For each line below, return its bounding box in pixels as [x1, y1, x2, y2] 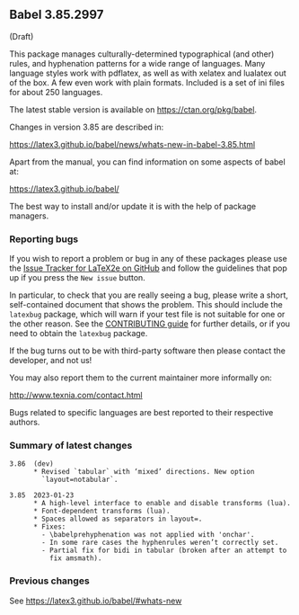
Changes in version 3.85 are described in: [9, 121, 164, 132]
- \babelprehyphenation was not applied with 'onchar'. [41, 530, 255, 539]
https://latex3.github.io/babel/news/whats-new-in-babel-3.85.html [9, 138, 256, 149]
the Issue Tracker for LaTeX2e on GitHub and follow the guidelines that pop [9, 263, 287, 273]
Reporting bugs [9, 233, 79, 245]
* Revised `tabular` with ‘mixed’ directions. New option [32, 468, 255, 477]
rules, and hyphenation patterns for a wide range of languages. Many [9, 58, 266, 68]
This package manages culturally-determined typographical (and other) [9, 49, 275, 59]
